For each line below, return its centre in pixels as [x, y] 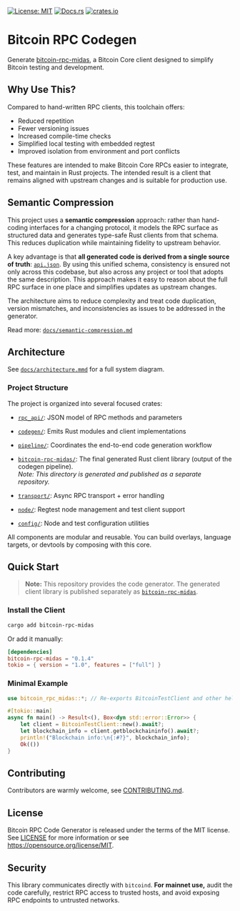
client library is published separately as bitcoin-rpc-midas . [111, 592]
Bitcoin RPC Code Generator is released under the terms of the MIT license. [119, 830]
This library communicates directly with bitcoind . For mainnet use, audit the [120, 885]
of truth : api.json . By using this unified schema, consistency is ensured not [119, 264]
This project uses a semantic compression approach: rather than [104, 220]
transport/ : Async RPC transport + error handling [91, 495]
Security [27, 868]
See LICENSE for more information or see [68, 838]
